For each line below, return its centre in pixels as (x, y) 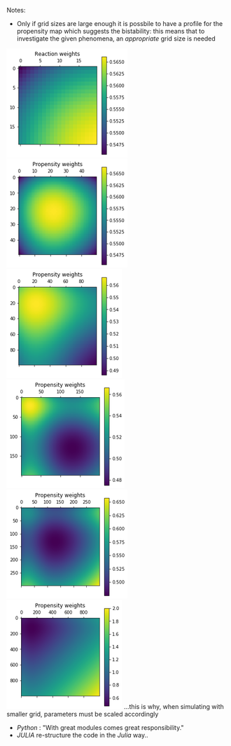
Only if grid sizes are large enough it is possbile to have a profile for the (120, 23)
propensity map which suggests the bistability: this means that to (111, 31)
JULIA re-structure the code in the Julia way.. (82, 735)
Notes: (16, 10)
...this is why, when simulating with (174, 706)
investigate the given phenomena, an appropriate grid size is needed (116, 39)
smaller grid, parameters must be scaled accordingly (83, 714)
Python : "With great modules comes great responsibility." (100, 727)
